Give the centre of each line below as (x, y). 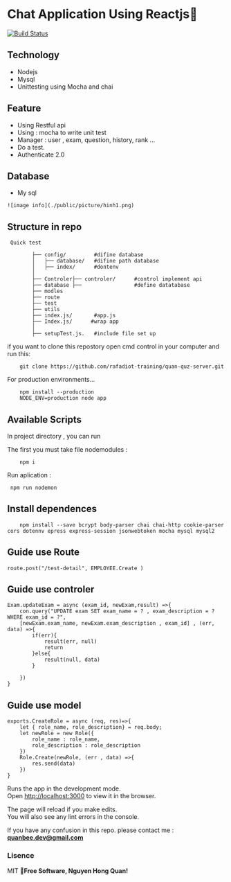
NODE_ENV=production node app (63, 398)
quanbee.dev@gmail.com (45, 838)
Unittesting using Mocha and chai (65, 87)
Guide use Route (44, 553)
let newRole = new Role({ (57, 734)
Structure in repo (45, 227)
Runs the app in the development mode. (64, 788)
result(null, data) (72, 660)
